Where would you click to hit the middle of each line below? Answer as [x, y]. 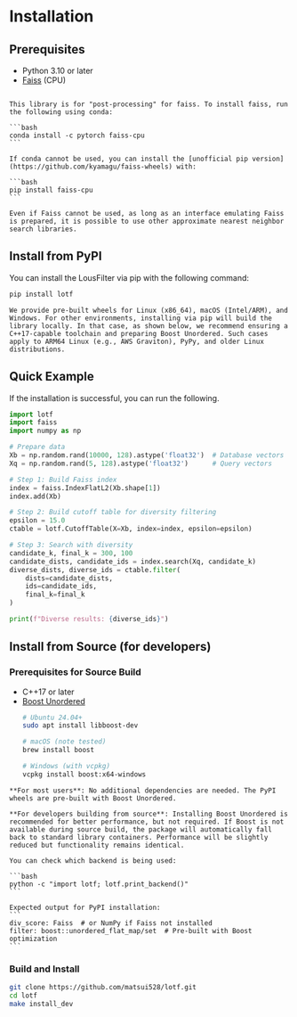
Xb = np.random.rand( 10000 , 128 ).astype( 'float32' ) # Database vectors [147, 455]
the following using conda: [61, 112]
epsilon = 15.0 [37, 521]
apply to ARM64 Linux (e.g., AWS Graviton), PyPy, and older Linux [137, 341]
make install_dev [41, 1004]
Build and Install [44, 969]
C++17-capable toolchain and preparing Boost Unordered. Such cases [139, 333]
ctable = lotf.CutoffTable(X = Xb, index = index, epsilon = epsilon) [131, 529]
